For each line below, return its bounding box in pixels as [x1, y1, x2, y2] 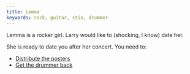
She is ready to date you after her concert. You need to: [6, 43, 147, 50]
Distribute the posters [15, 55, 70, 62]
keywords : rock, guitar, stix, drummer [6, 15, 108, 21]
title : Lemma [6, 8, 40, 15]
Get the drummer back [15, 61, 73, 69]
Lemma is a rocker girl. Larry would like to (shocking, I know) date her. [6, 31, 184, 38]
